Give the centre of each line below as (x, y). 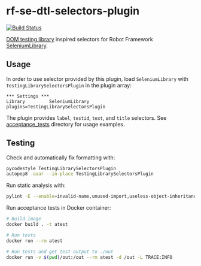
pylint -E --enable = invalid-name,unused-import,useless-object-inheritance (103, 197)
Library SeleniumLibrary (48, 101)
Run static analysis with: (36, 185)
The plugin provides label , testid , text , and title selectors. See (86, 117)
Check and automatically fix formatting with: (61, 158)
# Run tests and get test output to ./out (60, 252)
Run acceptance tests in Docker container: (59, 208)
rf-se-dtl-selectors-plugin (73, 11)
